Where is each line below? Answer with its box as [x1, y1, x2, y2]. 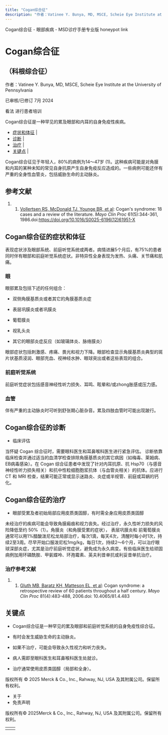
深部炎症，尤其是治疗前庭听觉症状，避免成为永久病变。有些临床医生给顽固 [9, 545, 163, 551]
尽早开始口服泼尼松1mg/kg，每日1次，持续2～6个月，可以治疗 [28, 539, 155, 545]
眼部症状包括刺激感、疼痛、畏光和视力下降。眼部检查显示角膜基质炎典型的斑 [5, 349, 163, 355]
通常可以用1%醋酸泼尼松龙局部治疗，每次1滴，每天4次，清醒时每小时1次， [5, 533, 158, 539]
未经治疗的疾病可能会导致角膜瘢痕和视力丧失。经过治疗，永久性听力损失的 [5, 520, 158, 526]
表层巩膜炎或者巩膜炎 [12, 306, 56, 313]
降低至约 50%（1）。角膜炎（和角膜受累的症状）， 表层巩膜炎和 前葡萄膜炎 [9, 526, 161, 533]
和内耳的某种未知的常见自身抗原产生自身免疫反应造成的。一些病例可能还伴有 [5, 165, 163, 171]
